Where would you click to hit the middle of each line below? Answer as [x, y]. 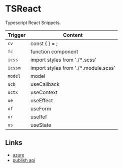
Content [73, 35]
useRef [39, 117]
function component [54, 52]
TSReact [23, 9]
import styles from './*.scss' [63, 60]
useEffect [42, 100]
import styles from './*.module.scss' [73, 68]
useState [41, 125]
